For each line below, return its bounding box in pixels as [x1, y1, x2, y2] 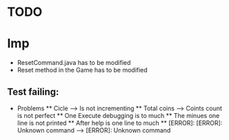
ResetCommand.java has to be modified [17, 59, 131, 67]
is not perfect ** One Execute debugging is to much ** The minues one [17, 111, 220, 119]
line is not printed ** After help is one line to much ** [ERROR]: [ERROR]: [17, 119, 223, 127]
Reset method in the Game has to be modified [17, 66, 148, 74]
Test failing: [7, 86, 59, 97]
